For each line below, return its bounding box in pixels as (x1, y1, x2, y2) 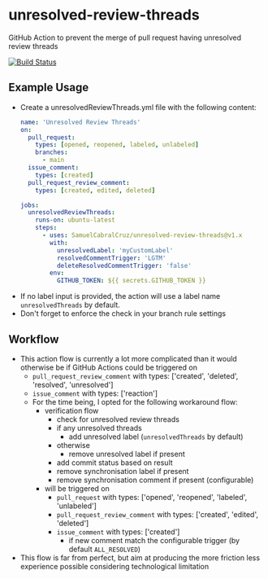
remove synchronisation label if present (56, 466, 189, 476)
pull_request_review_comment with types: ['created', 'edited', (56, 509, 258, 519)
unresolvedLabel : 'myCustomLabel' (56, 246, 174, 254)
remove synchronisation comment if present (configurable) (56, 475, 254, 485)
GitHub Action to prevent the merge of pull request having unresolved (8, 33, 242, 42)
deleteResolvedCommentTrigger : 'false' (56, 261, 192, 270)
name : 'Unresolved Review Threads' (19, 118, 141, 126)
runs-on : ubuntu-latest (35, 216, 115, 225)
